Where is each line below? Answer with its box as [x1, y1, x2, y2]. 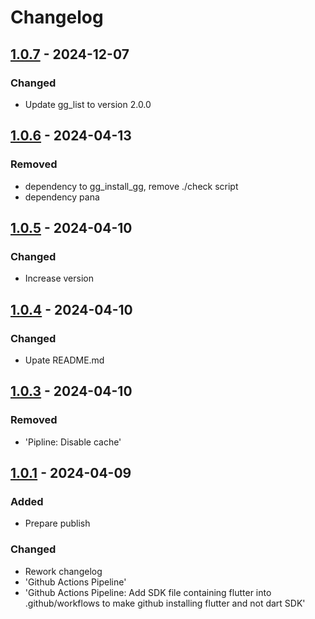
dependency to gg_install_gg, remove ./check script [24, 180, 239, 192]
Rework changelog [24, 565, 103, 577]
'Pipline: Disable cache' [24, 436, 122, 448]
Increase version [24, 272, 94, 285]
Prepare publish [24, 517, 91, 530]
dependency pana [24, 191, 100, 203]
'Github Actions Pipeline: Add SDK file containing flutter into [24, 586, 272, 598]
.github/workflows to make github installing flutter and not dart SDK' [24, 597, 306, 609]
